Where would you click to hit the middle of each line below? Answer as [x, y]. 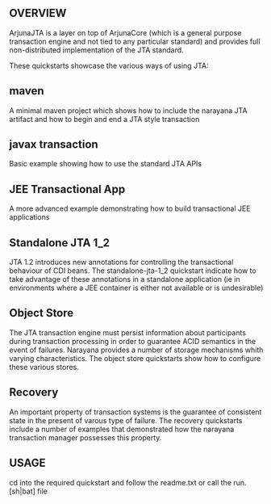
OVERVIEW [38, 13]
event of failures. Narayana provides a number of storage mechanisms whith [136, 350]
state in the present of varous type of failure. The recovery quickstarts [126, 420]
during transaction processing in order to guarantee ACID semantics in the [133, 341]
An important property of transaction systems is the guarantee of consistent [135, 412]
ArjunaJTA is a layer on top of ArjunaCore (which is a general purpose [125, 32]
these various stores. [44, 367]
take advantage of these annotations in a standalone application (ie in [125, 279]
